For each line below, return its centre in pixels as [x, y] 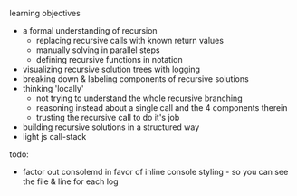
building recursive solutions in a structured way [111, 127]
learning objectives [45, 13]
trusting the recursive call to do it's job [108, 118]
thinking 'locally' [53, 88]
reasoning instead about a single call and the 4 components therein [162, 108]
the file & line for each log [71, 181]
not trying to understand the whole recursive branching [139, 98]
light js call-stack [54, 137]
